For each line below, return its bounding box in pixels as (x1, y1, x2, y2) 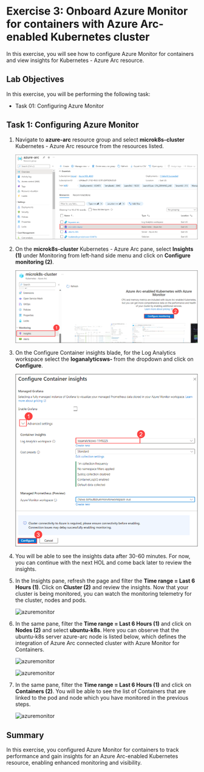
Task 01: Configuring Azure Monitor (15, 102, 104, 109)
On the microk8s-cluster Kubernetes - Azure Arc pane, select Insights (15, 245, 194, 253)
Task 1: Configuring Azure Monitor (6, 120, 139, 130)
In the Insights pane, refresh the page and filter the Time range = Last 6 (15, 577, 195, 584)
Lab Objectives (6, 74, 65, 84)
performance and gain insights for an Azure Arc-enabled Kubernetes (6, 752, 178, 760)
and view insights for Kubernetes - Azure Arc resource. (6, 56, 144, 64)
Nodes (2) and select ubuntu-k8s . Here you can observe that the (15, 627, 179, 634)
